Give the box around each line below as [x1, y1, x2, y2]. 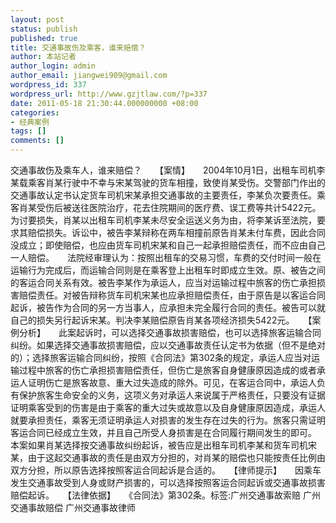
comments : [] [10, 136, 65, 146]
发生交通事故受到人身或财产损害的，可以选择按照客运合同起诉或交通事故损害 [10, 477, 326, 488]
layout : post [10, 14, 65, 25]
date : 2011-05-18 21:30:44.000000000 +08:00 [10, 98, 199, 108]
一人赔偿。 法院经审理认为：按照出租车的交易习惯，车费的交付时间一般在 [10, 252, 322, 263]
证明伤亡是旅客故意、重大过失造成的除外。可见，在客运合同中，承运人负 [27, 377, 326, 388]
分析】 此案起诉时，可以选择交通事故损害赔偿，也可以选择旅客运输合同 [18, 327, 322, 338]
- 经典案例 [10, 117, 50, 127]
